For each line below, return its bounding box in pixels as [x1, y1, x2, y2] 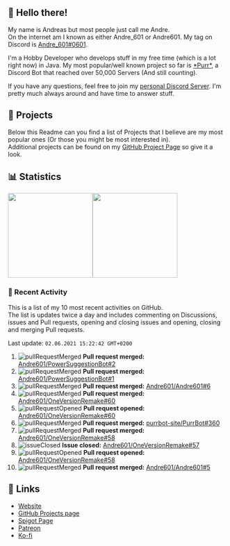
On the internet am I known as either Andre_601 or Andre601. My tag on [8, 33, 213, 41]
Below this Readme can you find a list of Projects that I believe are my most [8, 128, 223, 136]
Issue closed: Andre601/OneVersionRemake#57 [62, 440, 200, 449]
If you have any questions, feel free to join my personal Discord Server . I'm [8, 81, 222, 90]
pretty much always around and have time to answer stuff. [8, 89, 174, 97]
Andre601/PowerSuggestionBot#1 [17, 374, 115, 383]
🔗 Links [8, 483, 40, 495]
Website [17, 502, 42, 510]
